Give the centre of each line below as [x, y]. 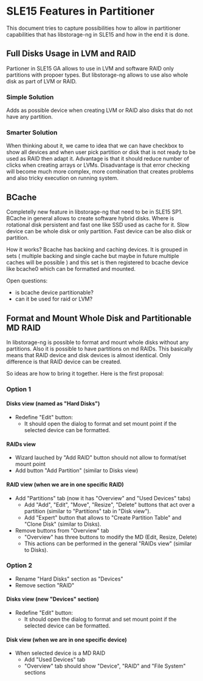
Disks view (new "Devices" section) [53, 599]
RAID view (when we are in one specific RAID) [65, 484]
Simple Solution [30, 97]
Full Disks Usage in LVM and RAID [71, 54]
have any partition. [30, 117]
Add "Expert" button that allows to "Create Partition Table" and [103, 517]
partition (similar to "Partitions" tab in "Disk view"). [88, 511]
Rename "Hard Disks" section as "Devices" [69, 579]
